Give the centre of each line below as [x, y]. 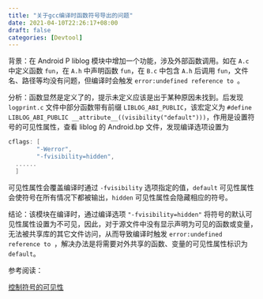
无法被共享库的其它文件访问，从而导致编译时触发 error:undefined [115, 234]
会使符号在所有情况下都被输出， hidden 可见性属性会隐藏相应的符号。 [120, 197]
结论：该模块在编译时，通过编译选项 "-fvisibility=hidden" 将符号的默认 [127, 214]
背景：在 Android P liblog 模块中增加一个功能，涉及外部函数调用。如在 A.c [129, 61]
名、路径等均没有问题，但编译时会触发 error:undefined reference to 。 [126, 80]
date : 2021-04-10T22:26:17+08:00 [63, 23]
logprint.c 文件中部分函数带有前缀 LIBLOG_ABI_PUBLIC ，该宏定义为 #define [130, 107]
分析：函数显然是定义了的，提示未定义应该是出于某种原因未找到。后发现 [126, 97]
